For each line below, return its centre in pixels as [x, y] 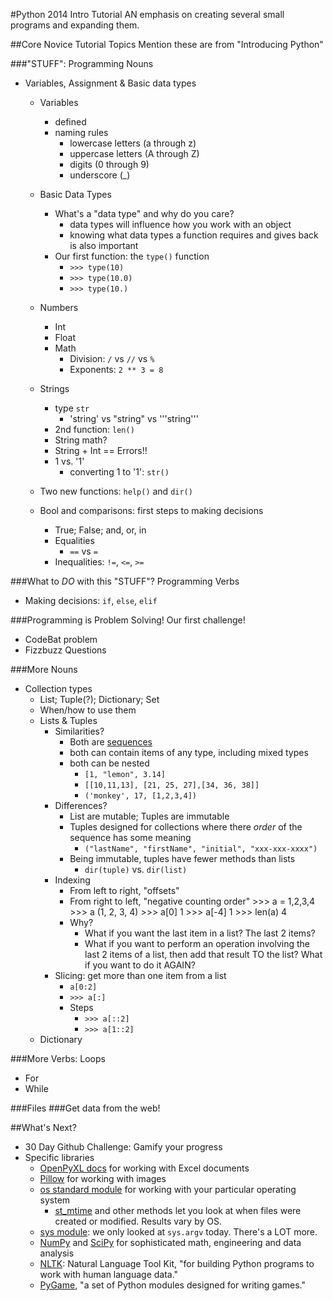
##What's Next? [43, 1127]
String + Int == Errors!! [101, 450]
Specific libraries [59, 1157]
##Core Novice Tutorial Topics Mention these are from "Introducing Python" [167, 44]
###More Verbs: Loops [58, 1058]
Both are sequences [111, 742]
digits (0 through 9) [109, 164]
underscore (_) [100, 175]
